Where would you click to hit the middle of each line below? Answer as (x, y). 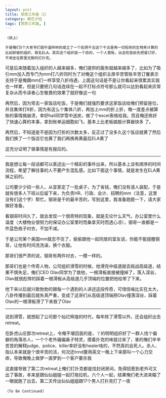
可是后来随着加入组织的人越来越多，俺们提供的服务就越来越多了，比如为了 (81, 68)
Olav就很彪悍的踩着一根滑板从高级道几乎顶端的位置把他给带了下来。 (75, 279)
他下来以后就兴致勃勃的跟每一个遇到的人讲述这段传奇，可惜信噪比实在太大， (83, 289)
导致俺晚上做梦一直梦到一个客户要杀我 (53, 358)
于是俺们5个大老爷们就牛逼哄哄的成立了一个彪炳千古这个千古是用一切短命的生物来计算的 (82, 48)
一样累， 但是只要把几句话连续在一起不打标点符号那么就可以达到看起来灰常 (85, 87)
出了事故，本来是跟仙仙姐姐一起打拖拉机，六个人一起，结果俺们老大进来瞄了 (83, 375)
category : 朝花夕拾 (24, 19)
